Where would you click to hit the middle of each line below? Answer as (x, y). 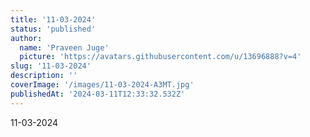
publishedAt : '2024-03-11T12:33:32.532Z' (98, 94)
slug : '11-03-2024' (51, 66)
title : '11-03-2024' (53, 19)
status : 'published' (53, 29)
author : (26, 38)
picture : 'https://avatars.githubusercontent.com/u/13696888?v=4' (160, 57)
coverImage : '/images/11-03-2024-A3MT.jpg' (102, 85)
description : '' (44, 76)
